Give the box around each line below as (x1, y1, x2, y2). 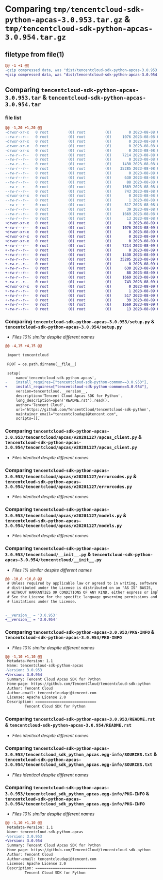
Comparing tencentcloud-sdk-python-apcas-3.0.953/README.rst (5, 716, 155, 723)
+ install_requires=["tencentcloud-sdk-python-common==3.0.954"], (5, 384, 149, 390)
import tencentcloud (7, 352, 49, 358)
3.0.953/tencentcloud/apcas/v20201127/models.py (5, 513, 122, 518)
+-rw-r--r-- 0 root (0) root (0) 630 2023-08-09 (5, 266, 155, 271)
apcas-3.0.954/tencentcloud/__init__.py (5, 557, 102, 563)
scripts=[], (16, 416, 40, 421)
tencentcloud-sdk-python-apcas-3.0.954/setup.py (5, 324, 122, 330)
